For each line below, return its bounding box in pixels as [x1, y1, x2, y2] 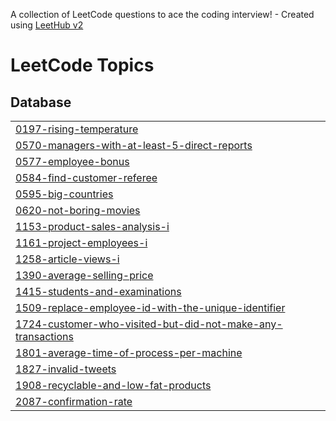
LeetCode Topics [10, 54, 155, 77]
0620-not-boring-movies [15, 204, 141, 217]
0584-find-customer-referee [15, 171, 158, 184]
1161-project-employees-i [15, 236, 148, 249]
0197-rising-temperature [15, 122, 139, 136]
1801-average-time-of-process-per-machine [15, 346, 243, 359]
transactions [15, 330, 74, 343]
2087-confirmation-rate [15, 395, 133, 408]
